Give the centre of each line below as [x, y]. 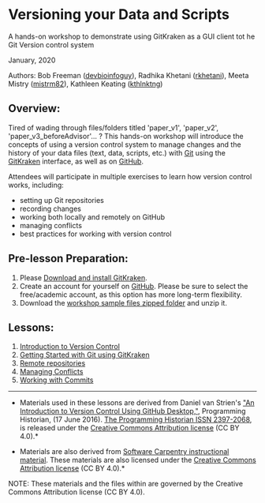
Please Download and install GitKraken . [83, 277]
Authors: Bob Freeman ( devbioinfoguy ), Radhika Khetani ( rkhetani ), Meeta [129, 75]
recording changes [50, 208]
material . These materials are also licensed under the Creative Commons [138, 460]
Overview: [34, 109]
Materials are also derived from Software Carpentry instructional [124, 452]
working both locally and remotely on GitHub [92, 217]
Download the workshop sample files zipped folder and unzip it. [123, 302]
